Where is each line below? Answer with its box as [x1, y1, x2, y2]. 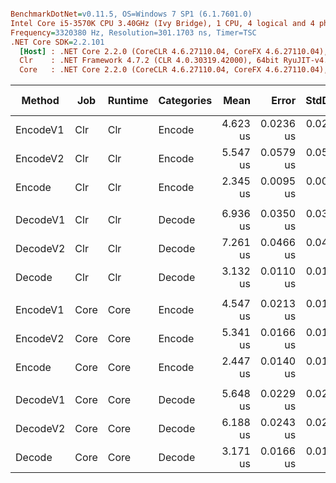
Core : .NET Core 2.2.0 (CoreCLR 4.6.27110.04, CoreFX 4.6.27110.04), [19, 65, 329, 75]
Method [21, 94, 60, 108]
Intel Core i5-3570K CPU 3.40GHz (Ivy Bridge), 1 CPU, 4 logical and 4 [10, 18, 315, 28]
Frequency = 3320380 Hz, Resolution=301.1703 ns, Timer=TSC [10, 27, 257, 38]
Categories [158, 94, 213, 108]
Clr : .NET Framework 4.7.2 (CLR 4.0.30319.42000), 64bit [19, 56, 280, 66]
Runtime [107, 94, 149, 108]
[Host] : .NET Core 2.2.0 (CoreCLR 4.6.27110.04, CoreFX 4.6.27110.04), [19, 46, 329, 56]
